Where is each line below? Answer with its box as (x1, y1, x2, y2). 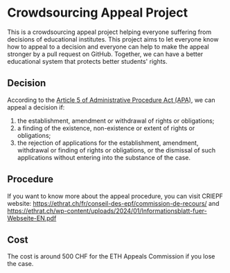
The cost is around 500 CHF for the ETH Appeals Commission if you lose (7, 252, 215, 261)
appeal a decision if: (7, 103, 65, 112)
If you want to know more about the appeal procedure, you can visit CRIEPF (7, 192, 224, 200)
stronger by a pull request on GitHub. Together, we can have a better (7, 50, 204, 58)
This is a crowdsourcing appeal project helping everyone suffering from (7, 28, 212, 36)
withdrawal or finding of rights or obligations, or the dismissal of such (17, 146, 216, 154)
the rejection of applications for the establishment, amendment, (17, 139, 199, 147)
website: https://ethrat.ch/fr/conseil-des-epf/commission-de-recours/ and (7, 199, 220, 207)
